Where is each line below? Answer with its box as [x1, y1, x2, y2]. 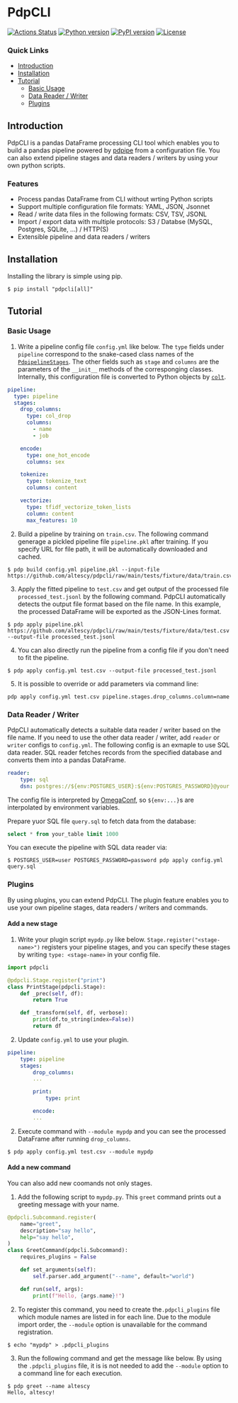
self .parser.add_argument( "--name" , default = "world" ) [33, 1273, 195, 1280]
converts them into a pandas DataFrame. [7, 756, 126, 764]
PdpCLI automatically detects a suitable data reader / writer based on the [7, 725, 221, 734]
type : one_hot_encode [25, 452, 91, 459]
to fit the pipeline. [17, 653, 69, 661]
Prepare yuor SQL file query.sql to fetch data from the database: [7, 817, 196, 825]
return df [33, 1022, 62, 1030]
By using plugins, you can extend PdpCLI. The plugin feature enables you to [7, 895, 229, 904]
